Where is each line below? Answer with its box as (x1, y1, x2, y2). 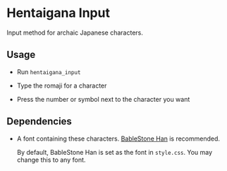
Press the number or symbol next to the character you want (16, 95, 190, 103)
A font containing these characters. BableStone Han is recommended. (16, 134, 220, 143)
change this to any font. (16, 155, 86, 164)
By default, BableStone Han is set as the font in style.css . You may (16, 148, 213, 156)
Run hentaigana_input (16, 67, 81, 76)
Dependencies (6, 115, 72, 128)
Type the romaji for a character (16, 81, 107, 90)
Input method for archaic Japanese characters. (6, 28, 144, 37)
